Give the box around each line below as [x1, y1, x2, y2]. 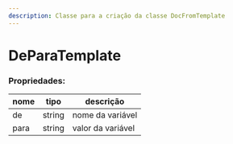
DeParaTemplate [8, 46, 122, 64]
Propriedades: [8, 75, 66, 86]
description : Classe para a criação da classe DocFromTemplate [8, 11, 226, 20]
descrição [85, 96, 125, 107]
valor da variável [72, 122, 135, 134]
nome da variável [72, 109, 138, 121]
